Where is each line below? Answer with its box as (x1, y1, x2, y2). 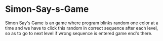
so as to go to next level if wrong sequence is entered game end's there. (5, 30, 153, 36)
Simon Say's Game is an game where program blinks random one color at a (5, 20, 159, 26)
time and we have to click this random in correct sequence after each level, (5, 25, 158, 31)
